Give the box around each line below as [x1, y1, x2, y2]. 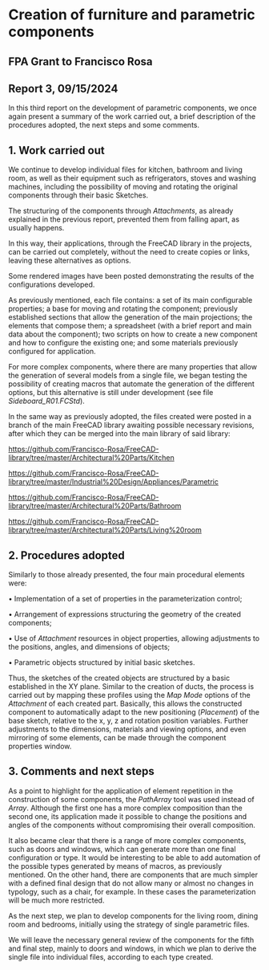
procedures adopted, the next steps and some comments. [8, 120, 200, 130]
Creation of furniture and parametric [8, 6, 256, 24]
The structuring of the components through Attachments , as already [8, 206, 234, 216]
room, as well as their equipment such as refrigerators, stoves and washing [8, 173, 256, 183]
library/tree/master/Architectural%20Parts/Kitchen [8, 453, 175, 463]
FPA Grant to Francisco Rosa [8, 55, 153, 68]
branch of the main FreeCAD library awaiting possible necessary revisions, [8, 420, 255, 430]
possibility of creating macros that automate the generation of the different [8, 379, 255, 389]
